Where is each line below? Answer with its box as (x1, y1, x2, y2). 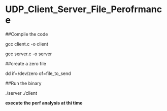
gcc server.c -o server (5, 51, 52, 57)
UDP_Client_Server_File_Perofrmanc (5, 4, 162, 15)
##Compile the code (5, 31, 48, 37)
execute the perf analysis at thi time (5, 100, 83, 106)
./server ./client (5, 90, 37, 96)
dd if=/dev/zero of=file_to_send (5, 70, 71, 77)
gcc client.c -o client (5, 41, 48, 47)
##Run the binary (5, 80, 42, 86)
